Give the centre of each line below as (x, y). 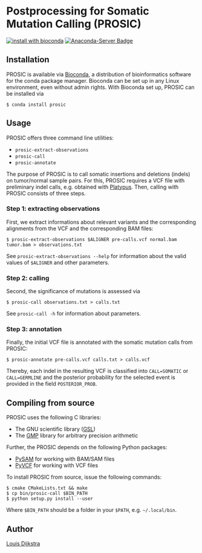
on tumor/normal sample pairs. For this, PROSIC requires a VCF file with (96, 180)
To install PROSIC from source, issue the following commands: (84, 477)
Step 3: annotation (34, 329)
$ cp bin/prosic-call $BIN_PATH (47, 494)
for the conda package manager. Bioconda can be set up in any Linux (93, 80)
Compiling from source (50, 403)
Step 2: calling (28, 278)
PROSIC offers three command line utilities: (60, 138)
